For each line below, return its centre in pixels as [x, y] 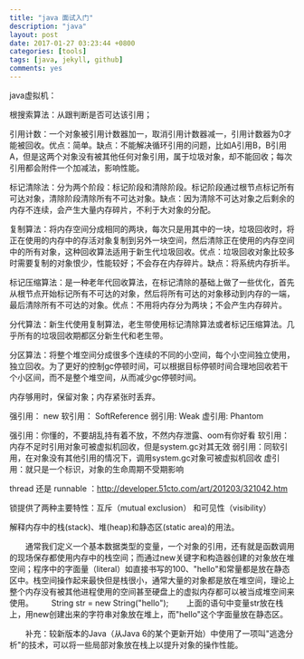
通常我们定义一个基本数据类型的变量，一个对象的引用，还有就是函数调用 [160, 546]
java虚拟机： [33, 95]
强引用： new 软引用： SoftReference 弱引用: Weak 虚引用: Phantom [137, 416]
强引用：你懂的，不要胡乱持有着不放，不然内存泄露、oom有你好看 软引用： [149, 435]
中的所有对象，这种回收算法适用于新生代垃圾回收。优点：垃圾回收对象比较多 [152, 251]
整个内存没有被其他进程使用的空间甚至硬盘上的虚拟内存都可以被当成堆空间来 [152, 591]
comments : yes [36, 69]
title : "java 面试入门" [51, 18]
